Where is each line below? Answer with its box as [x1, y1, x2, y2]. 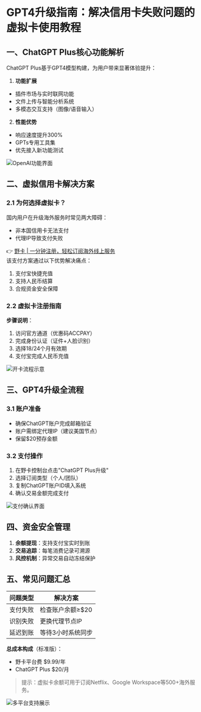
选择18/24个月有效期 [15, 345, 67, 352]
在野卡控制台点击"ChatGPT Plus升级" [15, 467, 109, 474]
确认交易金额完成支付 [15, 489, 69, 496]
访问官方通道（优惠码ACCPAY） [15, 330, 96, 337]
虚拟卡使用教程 [6, 21, 82, 35]
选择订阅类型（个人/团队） [15, 474, 82, 481]
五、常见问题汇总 [6, 574, 71, 585]
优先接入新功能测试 [15, 147, 64, 153]
